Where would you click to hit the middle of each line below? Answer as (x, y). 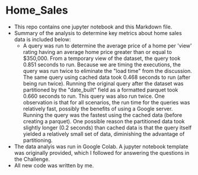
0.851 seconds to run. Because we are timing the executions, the (102, 64)
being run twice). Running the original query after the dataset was (103, 83)
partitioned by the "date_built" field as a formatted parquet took (100, 90)
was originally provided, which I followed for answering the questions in (102, 152)
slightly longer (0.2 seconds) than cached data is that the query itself (107, 128)
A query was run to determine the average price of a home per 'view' (107, 46)
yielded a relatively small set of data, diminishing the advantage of (104, 133)
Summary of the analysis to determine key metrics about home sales (98, 33)
